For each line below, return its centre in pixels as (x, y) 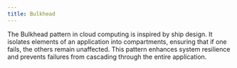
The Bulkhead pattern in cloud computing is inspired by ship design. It (110, 34)
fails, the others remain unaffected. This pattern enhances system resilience (119, 49)
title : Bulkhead (31, 14)
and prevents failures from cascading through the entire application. (107, 57)
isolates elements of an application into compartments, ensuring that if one (117, 41)
